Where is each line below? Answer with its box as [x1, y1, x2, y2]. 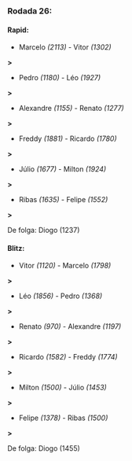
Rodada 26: [7, 6, 53, 17]
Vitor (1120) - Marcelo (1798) [18, 261, 112, 271]
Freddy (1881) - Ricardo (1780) [18, 134, 117, 143]
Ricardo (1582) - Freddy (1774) [18, 352, 119, 362]
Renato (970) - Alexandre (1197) [18, 322, 122, 331]
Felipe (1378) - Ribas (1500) [18, 413, 108, 422]
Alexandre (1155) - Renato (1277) [18, 104, 125, 113]
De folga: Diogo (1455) [7, 444, 80, 453]
